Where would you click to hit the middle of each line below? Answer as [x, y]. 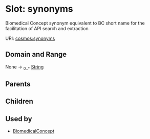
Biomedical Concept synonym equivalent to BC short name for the [75, 23]
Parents [18, 84]
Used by [19, 119]
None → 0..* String [25, 67]
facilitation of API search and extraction [47, 28]
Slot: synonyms [39, 9]
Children [19, 101]
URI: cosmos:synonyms [30, 38]
